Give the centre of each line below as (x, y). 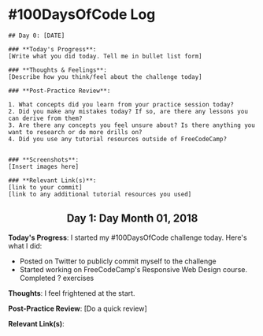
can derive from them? (45, 118)
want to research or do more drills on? (76, 132)
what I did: (25, 245)
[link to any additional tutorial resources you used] (100, 194)
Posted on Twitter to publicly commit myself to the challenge (118, 261)
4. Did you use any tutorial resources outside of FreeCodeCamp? (117, 139)
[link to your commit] (45, 187)
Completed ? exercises (57, 278)
